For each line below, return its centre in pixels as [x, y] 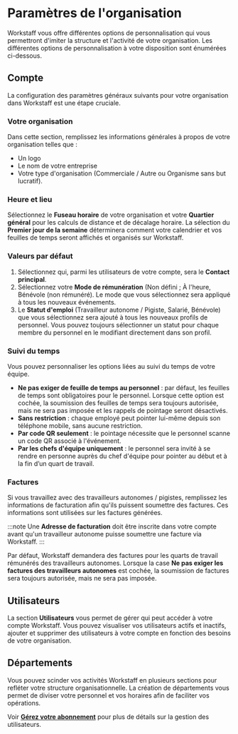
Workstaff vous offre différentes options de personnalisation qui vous [109, 33]
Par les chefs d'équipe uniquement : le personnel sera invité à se [114, 448]
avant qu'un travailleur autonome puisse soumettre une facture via [105, 534]
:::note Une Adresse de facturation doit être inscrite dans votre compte [112, 526]
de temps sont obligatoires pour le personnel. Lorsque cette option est [121, 395]
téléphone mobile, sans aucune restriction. [80, 425]
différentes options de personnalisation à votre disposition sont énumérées [117, 48]
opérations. [24, 703]
